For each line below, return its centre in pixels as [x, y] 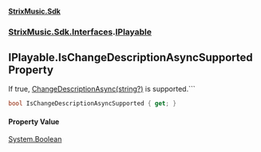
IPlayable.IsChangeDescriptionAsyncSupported [130, 57]
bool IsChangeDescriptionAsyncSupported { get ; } [93, 103]
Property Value [34, 121]
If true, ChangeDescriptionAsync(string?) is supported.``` [102, 89]
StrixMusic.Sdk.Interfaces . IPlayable [80, 32]
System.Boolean [35, 139]
